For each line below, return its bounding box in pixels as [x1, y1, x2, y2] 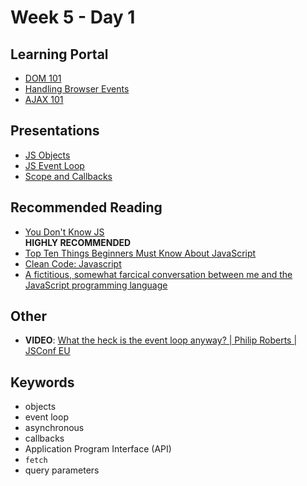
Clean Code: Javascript [24, 257, 122, 270]
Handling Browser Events [24, 83, 130, 95]
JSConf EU [24, 345, 71, 357]
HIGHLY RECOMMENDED [24, 236, 132, 248]
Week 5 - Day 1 [10, 6, 136, 29]
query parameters [24, 464, 100, 476]
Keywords [10, 374, 75, 391]
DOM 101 [24, 72, 62, 84]
